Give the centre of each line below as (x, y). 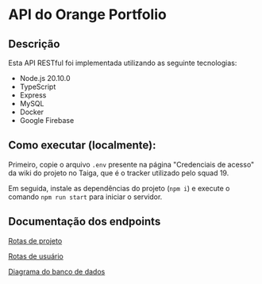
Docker (32, 112)
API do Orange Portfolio (87, 15)
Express (33, 95)
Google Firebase (47, 120)
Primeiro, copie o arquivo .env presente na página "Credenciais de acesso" (131, 164)
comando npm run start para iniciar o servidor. (85, 197)
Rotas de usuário (36, 256)
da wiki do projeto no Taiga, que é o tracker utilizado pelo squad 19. (119, 173)
